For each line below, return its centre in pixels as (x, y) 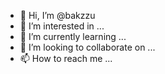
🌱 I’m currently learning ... (73, 36)
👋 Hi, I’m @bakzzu (57, 15)
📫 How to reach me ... (66, 58)
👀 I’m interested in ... (62, 26)
